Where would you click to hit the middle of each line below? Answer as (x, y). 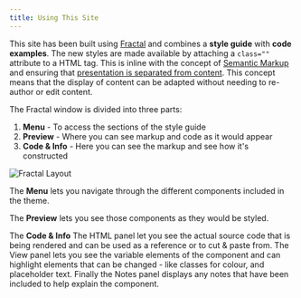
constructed (45, 156)
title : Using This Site (54, 18)
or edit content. (64, 91)
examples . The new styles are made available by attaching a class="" (140, 53)
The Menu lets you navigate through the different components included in (147, 190)
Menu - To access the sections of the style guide (114, 127)
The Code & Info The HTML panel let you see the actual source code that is (150, 236)
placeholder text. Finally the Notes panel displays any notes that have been (149, 274)
